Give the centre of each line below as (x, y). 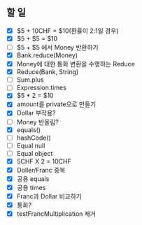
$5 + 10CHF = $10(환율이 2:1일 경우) (68, 31)
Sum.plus (30, 80)
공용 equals (33, 179)
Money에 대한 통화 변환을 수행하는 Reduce (76, 64)
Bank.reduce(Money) (47, 55)
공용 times (31, 188)
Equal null (31, 145)
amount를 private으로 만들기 (56, 104)
